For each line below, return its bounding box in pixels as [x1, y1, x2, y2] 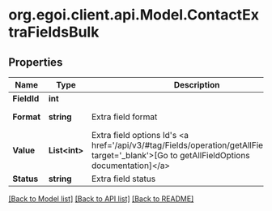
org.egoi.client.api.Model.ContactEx [8, 6, 259, 24]
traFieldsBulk [8, 23, 100, 41]
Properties [8, 55, 63, 69]
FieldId [12, 93, 40, 104]
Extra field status [91, 173, 156, 184]
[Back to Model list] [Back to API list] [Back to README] [8, 194, 194, 204]
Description [173, 80, 220, 90]
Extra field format [91, 111, 158, 123]
